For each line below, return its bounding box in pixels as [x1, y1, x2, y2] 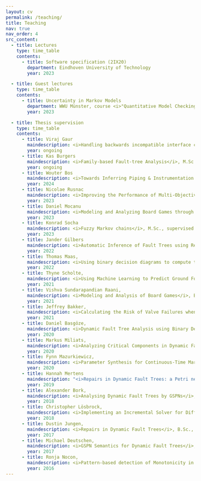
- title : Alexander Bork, [21, 387, 86, 393]
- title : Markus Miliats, [21, 337, 86, 343]
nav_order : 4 [5, 31, 38, 37]
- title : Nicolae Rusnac [21, 187, 84, 193]
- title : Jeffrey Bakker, [21, 303, 86, 309]
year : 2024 [27, 181, 55, 187]
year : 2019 [27, 381, 55, 387]
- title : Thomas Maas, [21, 253, 79, 260]
